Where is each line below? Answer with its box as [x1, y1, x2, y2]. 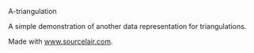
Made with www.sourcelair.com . [8, 37, 113, 46]
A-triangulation [8, 7, 57, 16]
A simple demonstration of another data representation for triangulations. [8, 22, 247, 30]
